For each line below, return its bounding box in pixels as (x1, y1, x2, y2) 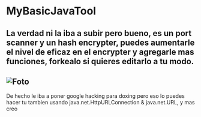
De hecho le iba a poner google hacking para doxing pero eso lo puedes (6, 92, 185, 100)
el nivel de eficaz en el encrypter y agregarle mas (6, 47, 194, 57)
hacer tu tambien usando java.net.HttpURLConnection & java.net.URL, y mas (6, 99, 195, 106)
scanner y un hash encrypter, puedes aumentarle (6, 37, 195, 47)
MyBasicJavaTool (6, 4, 97, 18)
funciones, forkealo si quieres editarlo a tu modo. (6, 56, 194, 67)
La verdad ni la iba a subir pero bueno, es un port (6, 28, 192, 38)
